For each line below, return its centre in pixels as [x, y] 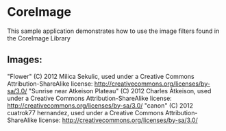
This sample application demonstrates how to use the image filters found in [113, 31]
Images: [25, 60]
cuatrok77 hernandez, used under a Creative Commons [86, 112]
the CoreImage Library [39, 38]
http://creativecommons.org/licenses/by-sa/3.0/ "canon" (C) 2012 [100, 105]
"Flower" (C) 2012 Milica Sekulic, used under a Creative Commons [101, 76]
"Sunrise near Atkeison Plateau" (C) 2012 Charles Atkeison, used [120, 91]
